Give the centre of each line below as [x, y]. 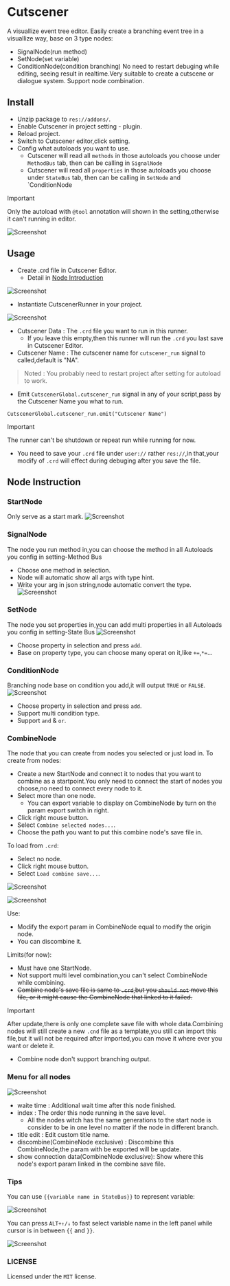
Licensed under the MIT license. [52, 1276]
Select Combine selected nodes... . [66, 825]
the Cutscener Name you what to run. [70, 401]
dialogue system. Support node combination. [81, 80]
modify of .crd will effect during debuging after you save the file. [109, 461]
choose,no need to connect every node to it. [80, 788]
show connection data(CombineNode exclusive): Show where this [110, 1156]
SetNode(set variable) [48, 58]
